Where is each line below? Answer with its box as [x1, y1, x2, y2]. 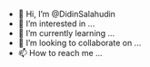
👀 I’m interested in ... [17, 18, 95, 29]
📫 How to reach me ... [17, 48, 103, 58]
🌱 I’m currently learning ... [17, 28, 115, 38]
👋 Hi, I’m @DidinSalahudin [17, 9, 116, 19]
